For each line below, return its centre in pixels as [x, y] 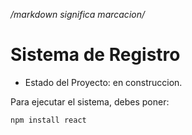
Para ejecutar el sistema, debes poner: [90, 101]
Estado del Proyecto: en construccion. [103, 82]
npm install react [48, 120]
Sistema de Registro [95, 55]
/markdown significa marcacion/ [77, 14]
